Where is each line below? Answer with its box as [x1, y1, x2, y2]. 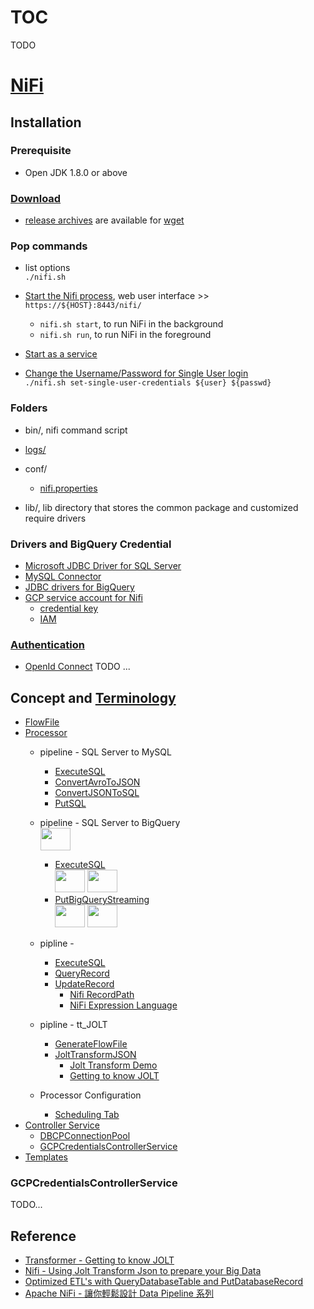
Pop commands [10, 239, 88, 253]
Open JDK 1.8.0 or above [24, 166, 128, 178]
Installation [10, 114, 82, 131]
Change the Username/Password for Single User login [24, 367, 249, 380]
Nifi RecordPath [69, 989, 135, 1001]
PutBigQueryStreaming [54, 894, 150, 906]
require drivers [24, 512, 87, 524]
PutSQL [54, 797, 87, 810]
